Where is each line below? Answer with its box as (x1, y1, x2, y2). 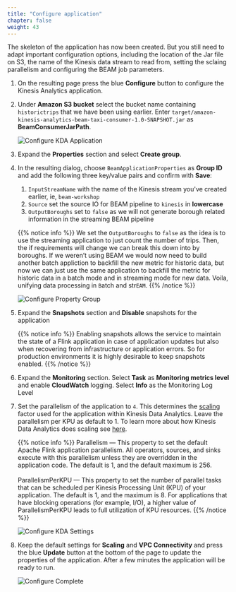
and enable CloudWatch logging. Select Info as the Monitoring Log (17, 381, 213, 389)
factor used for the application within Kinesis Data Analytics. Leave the (17, 410, 223, 418)
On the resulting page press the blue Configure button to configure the (17, 79, 224, 88)
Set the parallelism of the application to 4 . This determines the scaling (17, 402, 221, 410)
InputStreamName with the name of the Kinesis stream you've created (27, 185, 227, 194)
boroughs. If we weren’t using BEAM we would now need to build (17, 251, 207, 260)
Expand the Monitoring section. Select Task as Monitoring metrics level (17, 374, 230, 382)
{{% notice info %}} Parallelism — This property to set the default (17, 439, 208, 447)
